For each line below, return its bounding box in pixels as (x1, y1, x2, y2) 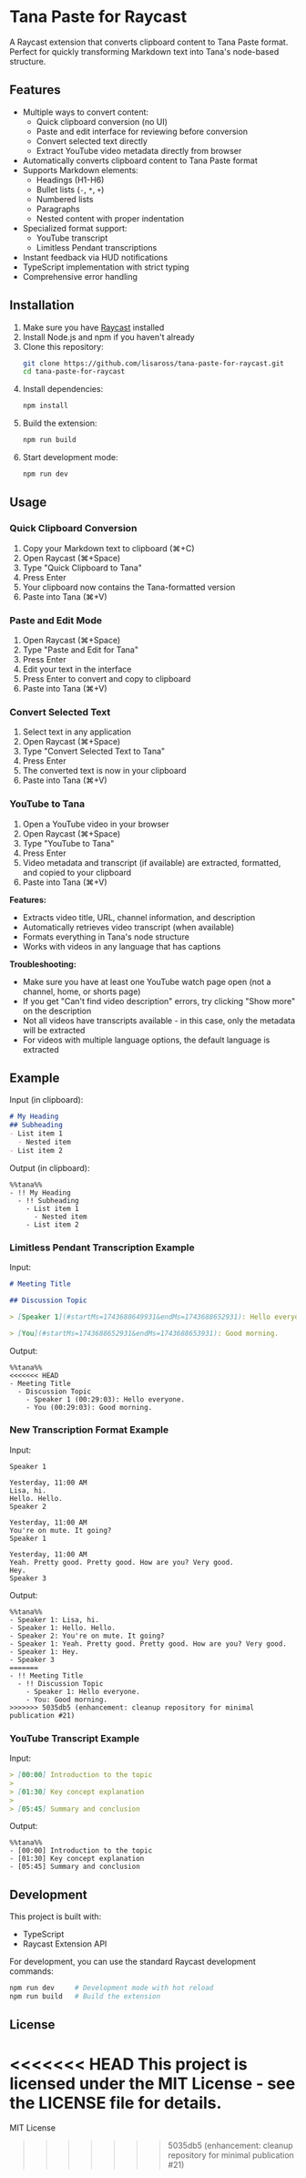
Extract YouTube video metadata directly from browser (36, 145, 242, 156)
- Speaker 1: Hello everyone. (25, 1687, 141, 1696)
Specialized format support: (22, 222, 127, 233)
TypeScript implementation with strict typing (22, 262, 189, 272)
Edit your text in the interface (22, 663, 132, 674)
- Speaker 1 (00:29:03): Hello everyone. (25, 1394, 185, 1404)
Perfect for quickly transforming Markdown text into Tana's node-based (9, 46, 280, 57)
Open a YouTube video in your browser (22, 818, 170, 829)
